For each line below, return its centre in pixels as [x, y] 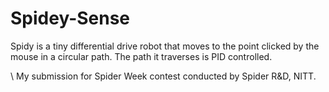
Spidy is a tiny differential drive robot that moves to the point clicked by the [165, 46]
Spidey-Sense [70, 18]
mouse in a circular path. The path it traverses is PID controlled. [141, 56]
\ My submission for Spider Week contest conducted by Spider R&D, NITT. [163, 76]
